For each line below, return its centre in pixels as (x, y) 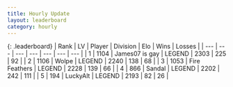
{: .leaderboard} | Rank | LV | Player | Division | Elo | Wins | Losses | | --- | (112, 47)
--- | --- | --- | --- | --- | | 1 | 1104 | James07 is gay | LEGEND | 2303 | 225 (121, 54)
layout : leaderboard (37, 20)
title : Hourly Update (39, 14)
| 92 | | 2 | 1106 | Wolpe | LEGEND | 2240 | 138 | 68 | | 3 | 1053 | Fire (104, 61)
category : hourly (32, 26)
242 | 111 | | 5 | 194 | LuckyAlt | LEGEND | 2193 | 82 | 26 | (88, 76)
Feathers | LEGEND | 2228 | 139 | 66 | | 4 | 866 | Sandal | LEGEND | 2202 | (114, 69)
